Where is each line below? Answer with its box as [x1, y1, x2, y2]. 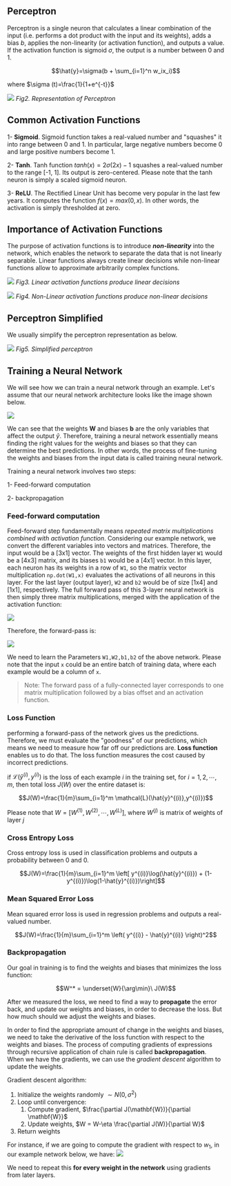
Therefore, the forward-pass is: [7, 627, 97, 635]
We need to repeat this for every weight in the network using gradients [7, 1164, 211, 1172]
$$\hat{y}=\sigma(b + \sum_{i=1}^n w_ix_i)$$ [51, 66, 181, 75]
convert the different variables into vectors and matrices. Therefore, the [7, 542, 211, 550]
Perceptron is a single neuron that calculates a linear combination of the [7, 23, 212, 32]
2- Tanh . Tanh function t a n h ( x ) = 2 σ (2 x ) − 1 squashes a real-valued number [7, 160, 223, 169]
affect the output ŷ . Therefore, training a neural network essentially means [7, 432, 219, 440]
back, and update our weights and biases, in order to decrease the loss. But [7, 1005, 223, 1013]
